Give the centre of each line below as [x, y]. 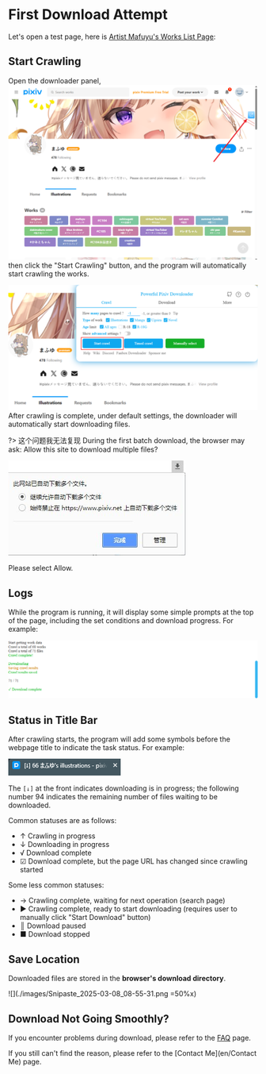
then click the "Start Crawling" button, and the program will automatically [127, 266]
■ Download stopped [55, 934]
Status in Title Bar [53, 720]
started [31, 870]
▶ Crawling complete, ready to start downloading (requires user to [128, 909]
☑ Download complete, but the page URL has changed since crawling [133, 861]
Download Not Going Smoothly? [89, 1019]
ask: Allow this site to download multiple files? [83, 449]
